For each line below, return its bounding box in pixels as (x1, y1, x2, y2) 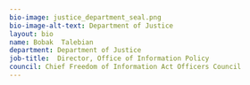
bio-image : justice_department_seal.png (9, 12, 162, 22)
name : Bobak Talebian (9, 37, 94, 47)
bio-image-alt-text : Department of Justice (9, 21, 174, 30)
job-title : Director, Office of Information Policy (9, 54, 210, 63)
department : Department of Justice (9, 46, 142, 55)
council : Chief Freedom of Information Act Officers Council (9, 63, 242, 72)
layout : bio (9, 29, 54, 38)
